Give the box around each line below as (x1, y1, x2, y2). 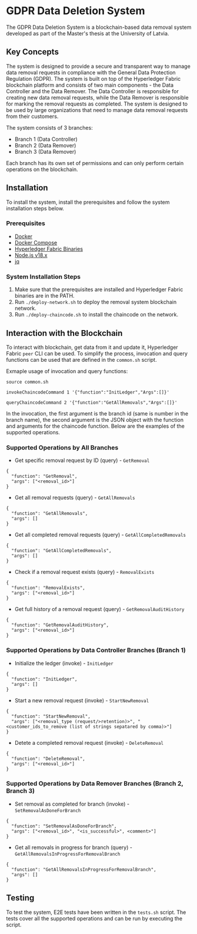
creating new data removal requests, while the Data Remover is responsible (6, 94, 189, 101)
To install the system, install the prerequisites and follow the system (6, 199, 170, 206)
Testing (6, 893, 35, 903)
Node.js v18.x (14, 252, 48, 259)
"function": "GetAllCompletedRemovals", (11, 548, 112, 554)
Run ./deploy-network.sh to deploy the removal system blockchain (14, 299, 177, 306)
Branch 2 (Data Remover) (14, 141, 76, 148)
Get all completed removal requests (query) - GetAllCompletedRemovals (14, 532, 186, 539)
